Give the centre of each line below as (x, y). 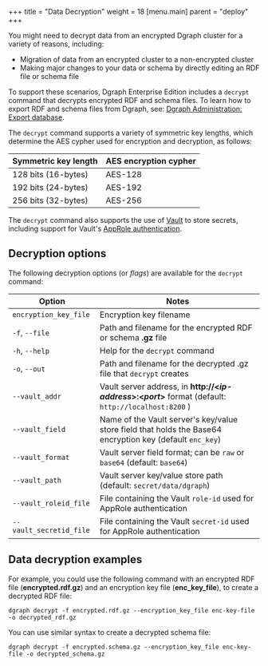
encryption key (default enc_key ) (160, 439)
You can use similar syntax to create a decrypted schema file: (110, 632)
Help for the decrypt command (157, 351)
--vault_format (41, 457)
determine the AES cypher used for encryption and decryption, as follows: (130, 141)
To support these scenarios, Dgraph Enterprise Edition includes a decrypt (129, 92)
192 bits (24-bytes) (51, 187)
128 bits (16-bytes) (51, 174)
